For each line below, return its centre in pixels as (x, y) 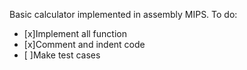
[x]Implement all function (75, 33)
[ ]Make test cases (62, 55)
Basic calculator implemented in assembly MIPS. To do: (123, 14)
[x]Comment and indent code (84, 44)
